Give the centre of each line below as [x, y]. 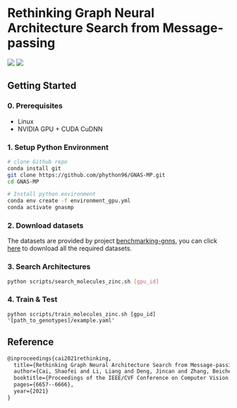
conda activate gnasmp [41, 208]
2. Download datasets [45, 226]
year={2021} [31, 391]
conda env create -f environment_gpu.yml [69, 201]
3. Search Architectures [49, 267]
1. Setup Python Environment [58, 147]
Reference [31, 342]
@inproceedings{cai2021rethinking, [60, 359]
